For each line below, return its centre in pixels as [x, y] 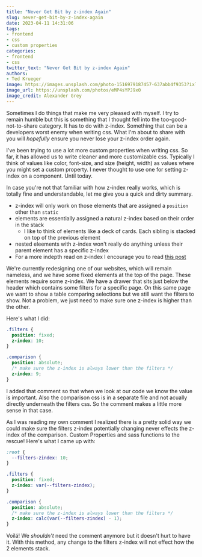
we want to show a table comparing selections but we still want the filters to [100, 294]
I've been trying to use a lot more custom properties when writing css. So [97, 150]
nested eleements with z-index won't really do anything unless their [99, 244]
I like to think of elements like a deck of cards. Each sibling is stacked [110, 231]
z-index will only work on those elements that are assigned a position [102, 205]
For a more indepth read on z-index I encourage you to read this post [100, 257]
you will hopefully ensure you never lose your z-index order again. [88, 138]
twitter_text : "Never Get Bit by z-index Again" [68, 68]
